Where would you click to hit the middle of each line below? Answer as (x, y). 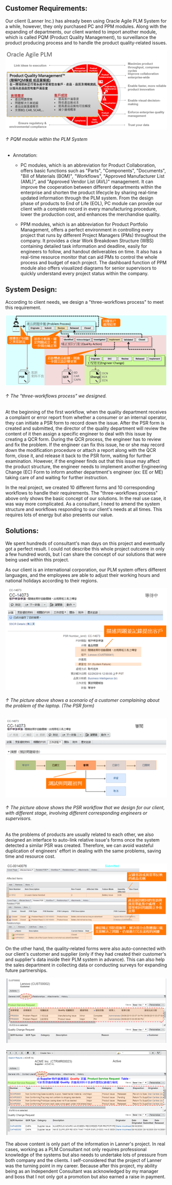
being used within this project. (37, 559)
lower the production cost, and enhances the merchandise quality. (90, 214)
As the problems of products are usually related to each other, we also (80, 834)
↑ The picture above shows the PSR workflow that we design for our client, (85, 807)
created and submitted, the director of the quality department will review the (86, 428)
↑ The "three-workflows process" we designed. (56, 396)
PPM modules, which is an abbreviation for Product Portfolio (84, 224)
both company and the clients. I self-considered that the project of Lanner (83, 1160)
